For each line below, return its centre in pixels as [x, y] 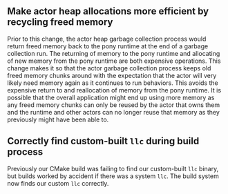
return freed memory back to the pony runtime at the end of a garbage [108, 46]
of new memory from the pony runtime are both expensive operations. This [114, 61]
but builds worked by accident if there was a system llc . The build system [113, 176]
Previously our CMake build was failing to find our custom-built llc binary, [113, 168]
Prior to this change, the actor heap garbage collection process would [107, 39]
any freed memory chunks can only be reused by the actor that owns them [114, 105]
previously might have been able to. [58, 119]
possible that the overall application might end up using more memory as [111, 97]
